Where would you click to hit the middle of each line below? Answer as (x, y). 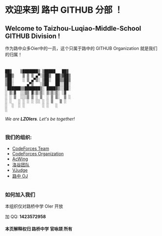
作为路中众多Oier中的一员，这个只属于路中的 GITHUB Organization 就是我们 (81, 48)
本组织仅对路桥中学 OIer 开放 (34, 206)
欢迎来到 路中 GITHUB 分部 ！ (64, 10)
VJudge (20, 170)
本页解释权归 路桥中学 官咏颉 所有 (39, 229)
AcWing (20, 159)
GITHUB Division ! (33, 36)
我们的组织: (19, 137)
